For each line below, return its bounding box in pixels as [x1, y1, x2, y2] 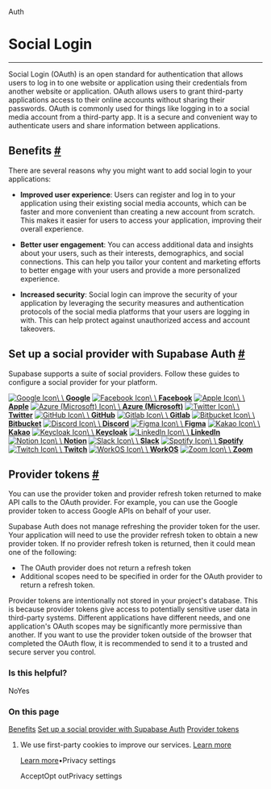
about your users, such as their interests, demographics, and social [19, 248, 244, 257]
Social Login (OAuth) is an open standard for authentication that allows [8, 69, 244, 79]
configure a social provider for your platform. [8, 377, 158, 386]
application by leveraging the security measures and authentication [19, 298, 244, 307]
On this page [8, 706, 60, 717]
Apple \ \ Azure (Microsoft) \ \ [8, 401, 240, 411]
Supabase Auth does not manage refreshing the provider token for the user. [8, 522, 261, 532]
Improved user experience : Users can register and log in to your [19, 190, 236, 199]
